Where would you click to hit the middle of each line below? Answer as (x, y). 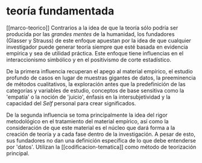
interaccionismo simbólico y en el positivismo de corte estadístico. (89, 60)
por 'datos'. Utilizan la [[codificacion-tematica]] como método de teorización (101, 147)
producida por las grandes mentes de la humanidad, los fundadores (90, 34)
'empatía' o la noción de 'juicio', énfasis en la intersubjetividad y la (88, 97)
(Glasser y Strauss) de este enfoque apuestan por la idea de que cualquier (99, 40)
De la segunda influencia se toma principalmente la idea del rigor (87, 115)
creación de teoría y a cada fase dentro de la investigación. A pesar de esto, (101, 134)
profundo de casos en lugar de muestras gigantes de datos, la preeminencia (101, 78)
